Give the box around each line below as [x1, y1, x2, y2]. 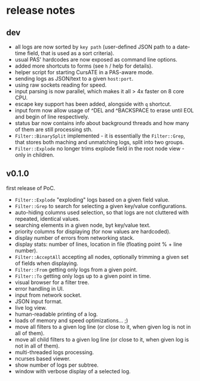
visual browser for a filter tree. [14, 279, 90, 286]
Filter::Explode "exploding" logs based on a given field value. [14, 196, 170, 203]
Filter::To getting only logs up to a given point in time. [14, 272, 151, 279]
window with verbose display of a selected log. [14, 367, 131, 374]
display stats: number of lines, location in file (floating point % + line [14, 240, 183, 248]
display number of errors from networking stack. [14, 234, 135, 241]
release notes [6, 4, 76, 17]
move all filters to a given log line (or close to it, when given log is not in [14, 323, 191, 330]
